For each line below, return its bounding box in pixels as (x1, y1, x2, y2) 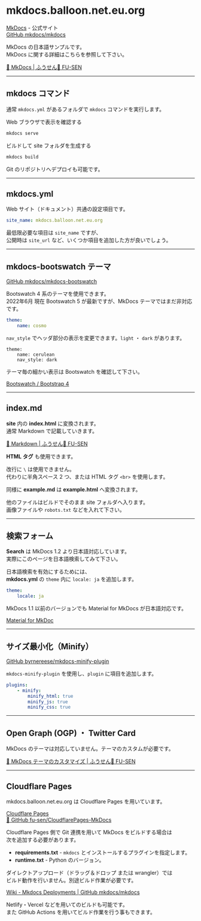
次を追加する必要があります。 (6, 836, 80, 843)
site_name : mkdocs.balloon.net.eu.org (6, 217, 103, 224)
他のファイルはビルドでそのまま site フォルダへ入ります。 (6, 499, 148, 506)
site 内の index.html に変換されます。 (6, 419, 99, 427)
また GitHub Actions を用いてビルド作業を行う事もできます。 (6, 908, 156, 916)
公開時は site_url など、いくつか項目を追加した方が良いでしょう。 (6, 236, 172, 244)
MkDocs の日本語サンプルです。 (6, 43, 86, 50)
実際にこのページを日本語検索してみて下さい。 (6, 556, 121, 563)
